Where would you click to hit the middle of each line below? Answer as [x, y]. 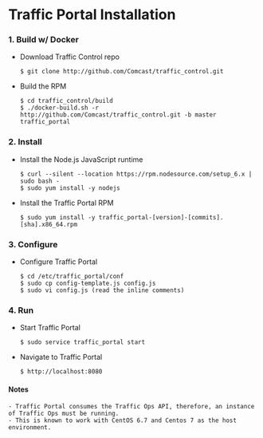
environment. [30, 427]
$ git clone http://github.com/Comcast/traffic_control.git [122, 72]
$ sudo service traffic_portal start [82, 342]
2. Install [25, 142]
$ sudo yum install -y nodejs [70, 188]
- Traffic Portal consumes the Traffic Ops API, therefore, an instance [131, 406]
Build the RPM [43, 86]
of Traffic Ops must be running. [64, 413]
